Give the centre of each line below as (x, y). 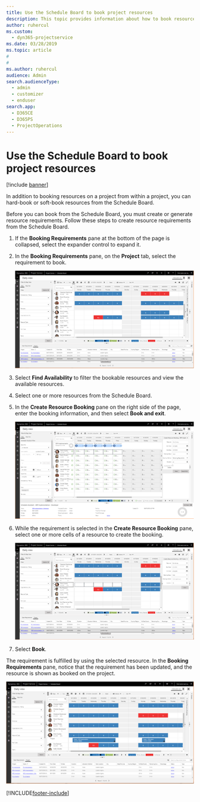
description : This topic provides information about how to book (89, 19)
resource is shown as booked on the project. (61, 673)
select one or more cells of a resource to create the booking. (89, 534)
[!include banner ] (27, 185)
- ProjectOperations (37, 126)
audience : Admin (26, 75)
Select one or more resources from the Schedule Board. (83, 395)
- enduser (24, 101)
